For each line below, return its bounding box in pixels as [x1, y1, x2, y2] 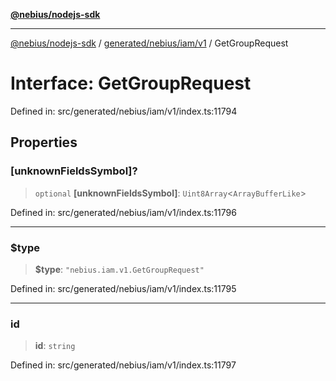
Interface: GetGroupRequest [10, 72, 252, 95]
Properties [10, 134, 78, 151]
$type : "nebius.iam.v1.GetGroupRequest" [34, 263, 205, 275]
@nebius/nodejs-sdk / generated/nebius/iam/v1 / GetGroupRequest [10, 37, 289, 49]
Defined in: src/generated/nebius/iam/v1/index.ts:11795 [10, 282, 237, 294]
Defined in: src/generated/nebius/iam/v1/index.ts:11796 [10, 206, 237, 218]
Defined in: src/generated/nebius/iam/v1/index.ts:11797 [10, 359, 237, 371]
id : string [34, 340, 76, 352]
